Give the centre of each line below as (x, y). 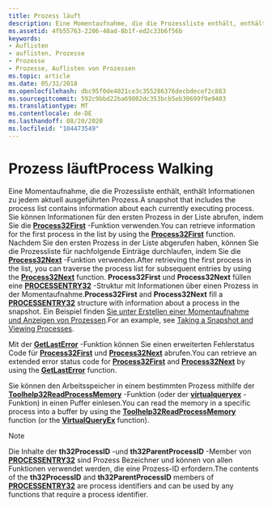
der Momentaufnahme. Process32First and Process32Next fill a (116, 294)
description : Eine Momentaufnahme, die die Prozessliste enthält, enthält (137, 23)
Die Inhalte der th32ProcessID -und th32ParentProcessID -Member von (130, 451)
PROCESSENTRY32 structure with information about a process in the (124, 302)
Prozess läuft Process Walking (111, 169)
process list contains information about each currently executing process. (132, 208)
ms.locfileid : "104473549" (54, 129)
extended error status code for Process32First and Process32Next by (127, 361)
